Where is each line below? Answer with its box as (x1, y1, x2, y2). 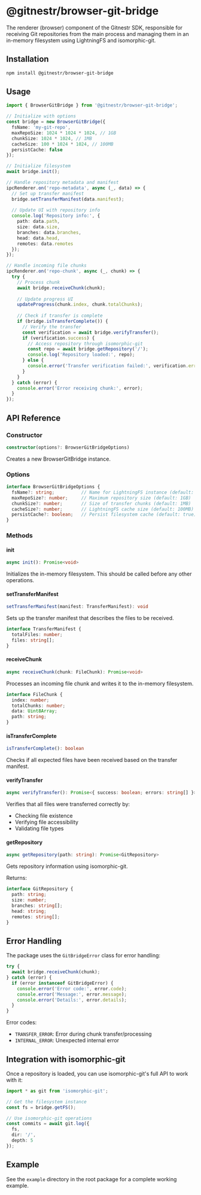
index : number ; (11, 697, 50, 703)
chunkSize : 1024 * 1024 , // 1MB (11, 135, 93, 141)
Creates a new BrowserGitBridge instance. (6, 455, 111, 462)
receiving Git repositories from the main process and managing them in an (6, 30, 190, 37)
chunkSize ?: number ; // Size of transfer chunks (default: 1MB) (11, 500, 191, 507)
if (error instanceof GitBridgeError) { (11, 980, 114, 986)
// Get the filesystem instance (6, 1099, 87, 1105)
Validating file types (14, 825, 64, 832)
